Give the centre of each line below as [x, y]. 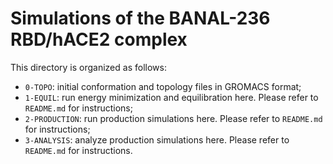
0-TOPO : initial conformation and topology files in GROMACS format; [163, 86]
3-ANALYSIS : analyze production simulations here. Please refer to [157, 139]
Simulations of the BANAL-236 [140, 18]
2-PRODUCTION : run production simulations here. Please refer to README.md [173, 118]
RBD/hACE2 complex [99, 39]
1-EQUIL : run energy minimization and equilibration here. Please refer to [171, 97]
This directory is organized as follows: [88, 67]
